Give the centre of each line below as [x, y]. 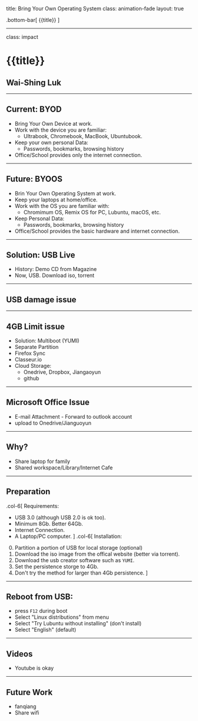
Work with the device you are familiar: [61, 130]
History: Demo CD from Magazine [56, 269]
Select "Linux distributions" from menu [62, 617]
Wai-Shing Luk [34, 82]
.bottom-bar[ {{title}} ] [33, 20]
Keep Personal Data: [39, 218]
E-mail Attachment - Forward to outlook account [73, 416]
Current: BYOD [34, 110]
